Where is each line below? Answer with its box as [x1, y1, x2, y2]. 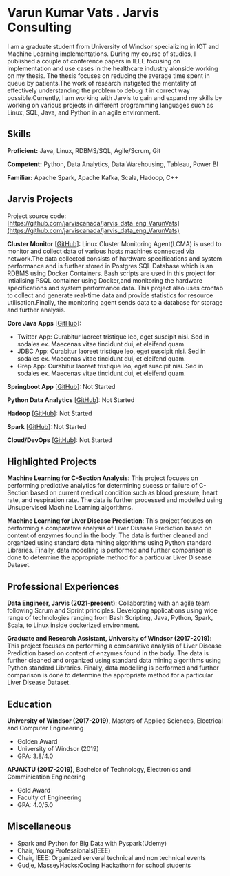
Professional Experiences [7, 581, 120, 593]
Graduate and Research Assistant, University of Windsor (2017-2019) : [7, 635, 212, 643]
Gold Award [17, 786, 51, 794]
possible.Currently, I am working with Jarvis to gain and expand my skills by [7, 93, 222, 101]
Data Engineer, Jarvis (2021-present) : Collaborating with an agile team [7, 599, 210, 608]
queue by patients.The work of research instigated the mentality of [7, 79, 197, 87]
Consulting [7, 19, 72, 35]
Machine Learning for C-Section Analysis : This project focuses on [7, 474, 198, 482]
